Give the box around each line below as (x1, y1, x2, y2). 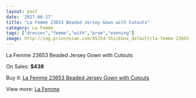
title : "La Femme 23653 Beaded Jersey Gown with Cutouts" (6, 19, 150, 25)
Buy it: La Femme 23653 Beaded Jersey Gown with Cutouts (6, 74, 150, 81)
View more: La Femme (6, 86, 60, 92)
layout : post (6, 8, 38, 15)
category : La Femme (6, 24, 54, 31)
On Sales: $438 (6, 63, 44, 70)
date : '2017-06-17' (6, 14, 54, 20)
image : (6, 36, 22, 41)
